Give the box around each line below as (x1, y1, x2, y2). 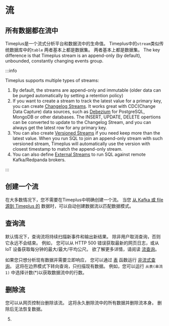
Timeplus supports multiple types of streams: (5, 78, 100, 83)
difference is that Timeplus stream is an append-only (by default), (5, 52, 142, 58)
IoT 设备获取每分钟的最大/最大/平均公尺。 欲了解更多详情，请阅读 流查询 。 (5, 246, 159, 252)
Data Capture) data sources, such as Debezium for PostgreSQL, (12, 109, 145, 114)
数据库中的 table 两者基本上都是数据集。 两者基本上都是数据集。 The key (9, 47, 160, 53)
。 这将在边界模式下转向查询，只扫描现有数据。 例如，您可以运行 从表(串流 (10, 263, 163, 269)
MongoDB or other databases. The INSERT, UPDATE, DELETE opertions (12, 114, 161, 120)
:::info (5, 68, 17, 74)
